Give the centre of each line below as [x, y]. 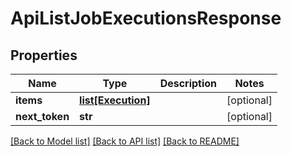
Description [188, 83]
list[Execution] [115, 100]
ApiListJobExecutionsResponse [146, 18]
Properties [44, 55]
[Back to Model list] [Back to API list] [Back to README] [125, 141]
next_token [42, 116]
